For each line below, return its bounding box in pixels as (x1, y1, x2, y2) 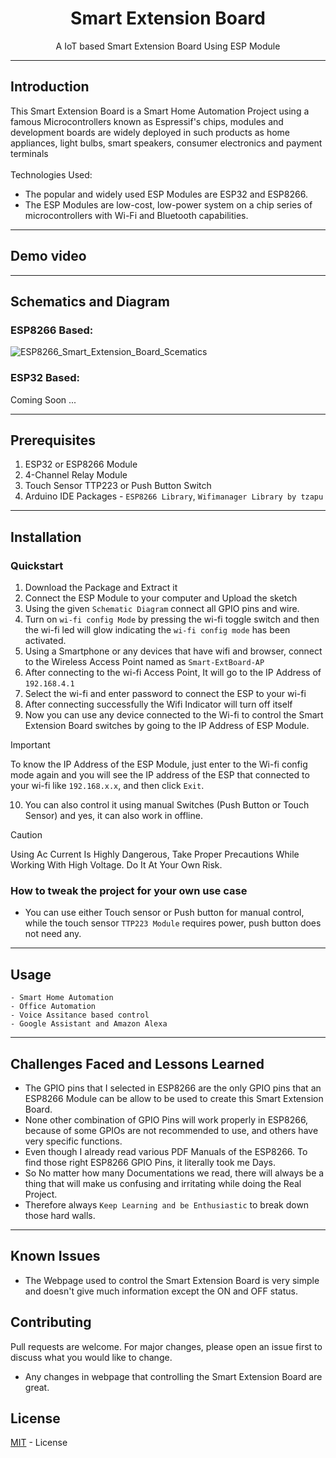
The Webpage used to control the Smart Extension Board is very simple (24, 1274, 320, 1286)
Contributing (10, 1314, 92, 1331)
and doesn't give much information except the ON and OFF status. (24, 1285, 298, 1297)
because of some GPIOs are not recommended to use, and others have (24, 1124, 319, 1136)
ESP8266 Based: (10, 323, 94, 337)
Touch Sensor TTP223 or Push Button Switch (24, 480, 212, 492)
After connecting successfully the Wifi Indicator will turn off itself (24, 698, 293, 711)
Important (10, 739, 51, 751)
